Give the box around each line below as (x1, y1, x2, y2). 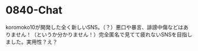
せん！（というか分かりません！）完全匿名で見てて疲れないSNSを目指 (15, 30, 187, 38)
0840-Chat (5, 4, 63, 17)
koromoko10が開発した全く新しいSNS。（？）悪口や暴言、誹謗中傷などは (5, 23, 184, 30)
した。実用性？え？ (10, 38, 58, 45)
